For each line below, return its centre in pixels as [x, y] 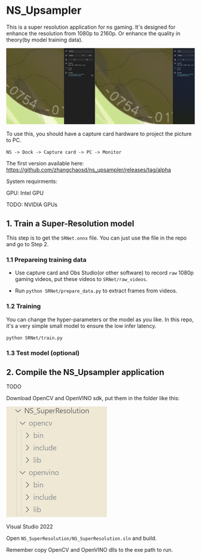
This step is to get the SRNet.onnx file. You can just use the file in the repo [97, 238]
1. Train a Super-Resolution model [70, 223]
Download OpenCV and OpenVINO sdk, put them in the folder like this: [93, 398]
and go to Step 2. [28, 244]
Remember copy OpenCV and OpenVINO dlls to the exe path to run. [90, 550]
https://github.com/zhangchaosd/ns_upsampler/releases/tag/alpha [89, 170]
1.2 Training [24, 306]
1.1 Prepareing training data [46, 259]
